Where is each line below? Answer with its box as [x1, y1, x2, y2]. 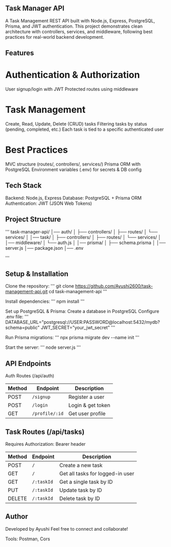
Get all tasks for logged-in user [59, 470, 134, 477]
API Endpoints [5, 359, 51, 368]
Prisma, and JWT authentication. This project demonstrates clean [5, 23, 143, 29]
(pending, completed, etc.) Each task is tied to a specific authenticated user [5, 126, 164, 132]
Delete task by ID [59, 495, 100, 502]
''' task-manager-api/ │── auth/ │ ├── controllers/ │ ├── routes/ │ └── [5, 228, 158, 234]
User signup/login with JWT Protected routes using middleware [5, 86, 138, 92]
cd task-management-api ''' [48, 289, 107, 295]
